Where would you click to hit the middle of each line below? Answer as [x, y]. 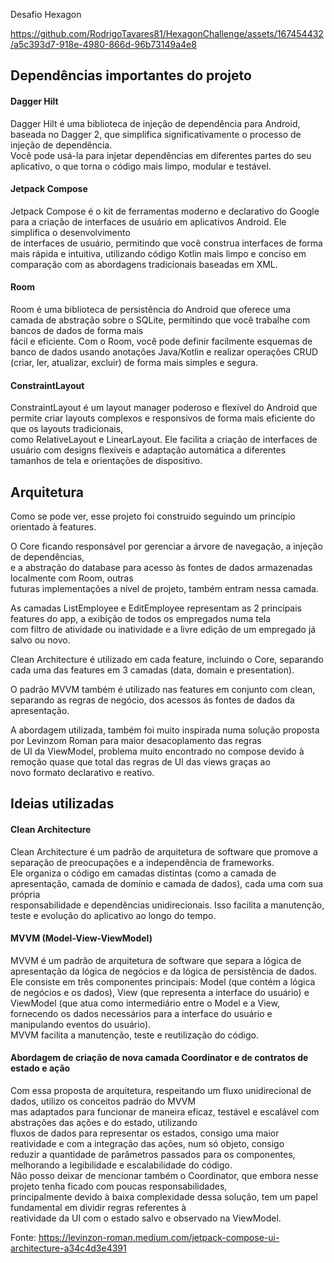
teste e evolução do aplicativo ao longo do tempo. [113, 915]
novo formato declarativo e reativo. [82, 773]
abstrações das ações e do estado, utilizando [104, 1123]
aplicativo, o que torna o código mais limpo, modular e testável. [141, 166]
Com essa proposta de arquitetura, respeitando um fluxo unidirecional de [161, 1091]
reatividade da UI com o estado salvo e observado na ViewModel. [146, 1218]
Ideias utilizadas [62, 804]
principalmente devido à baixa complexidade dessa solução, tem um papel [164, 1197]
